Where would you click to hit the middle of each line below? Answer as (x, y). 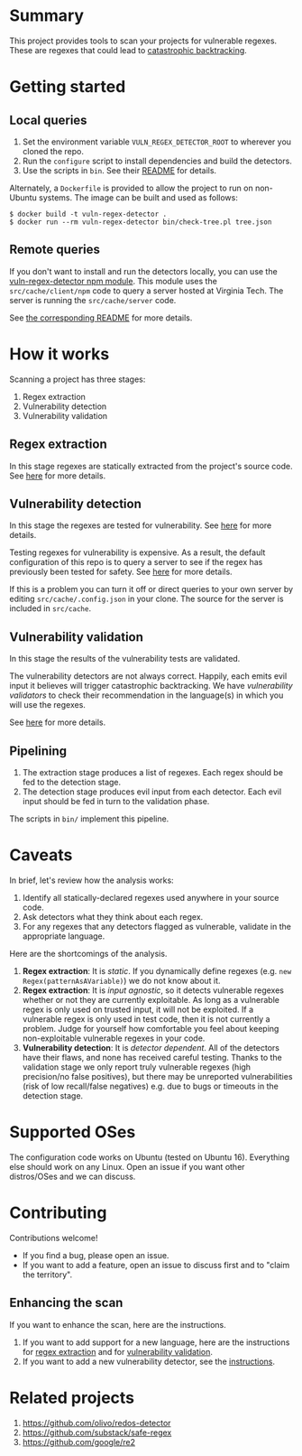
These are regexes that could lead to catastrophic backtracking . (128, 50)
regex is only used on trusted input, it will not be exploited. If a (138, 1009)
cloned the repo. (53, 151)
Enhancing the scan (66, 1303)
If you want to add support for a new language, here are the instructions (156, 1342)
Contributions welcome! (54, 1238)
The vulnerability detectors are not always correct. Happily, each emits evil (148, 676)
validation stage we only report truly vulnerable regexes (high (136, 1067)
